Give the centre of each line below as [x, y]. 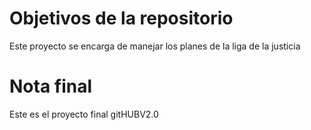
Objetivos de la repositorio [121, 18]
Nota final [51, 86]
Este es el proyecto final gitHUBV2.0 [84, 114]
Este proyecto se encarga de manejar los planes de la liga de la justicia [155, 46]
